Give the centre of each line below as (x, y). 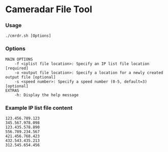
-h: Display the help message (47, 95)
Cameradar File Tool (49, 9)
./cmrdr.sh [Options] (28, 36)
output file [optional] (31, 77)
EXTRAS (12, 90)
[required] (17, 68)
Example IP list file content (39, 108)
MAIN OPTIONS (19, 59)
